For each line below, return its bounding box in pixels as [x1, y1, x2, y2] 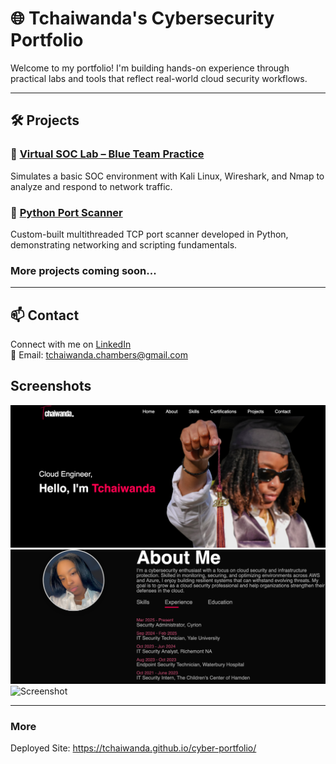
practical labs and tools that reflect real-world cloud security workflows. [10, 72, 308, 84]
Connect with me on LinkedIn [10, 338, 132, 351]
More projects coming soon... [10, 263, 157, 277]
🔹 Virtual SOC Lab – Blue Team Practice [10, 147, 205, 161]
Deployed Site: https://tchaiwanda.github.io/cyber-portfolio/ [10, 742, 257, 754]
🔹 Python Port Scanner [10, 205, 123, 219]
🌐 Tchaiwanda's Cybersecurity [10, 7, 275, 30]
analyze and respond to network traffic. [10, 180, 173, 192]
